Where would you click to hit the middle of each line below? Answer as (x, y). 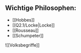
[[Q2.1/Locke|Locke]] (33, 25)
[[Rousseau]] (25, 30)
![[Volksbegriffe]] (22, 45)
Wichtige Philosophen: (41, 8)
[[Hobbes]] (23, 20)
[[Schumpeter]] (28, 35)
